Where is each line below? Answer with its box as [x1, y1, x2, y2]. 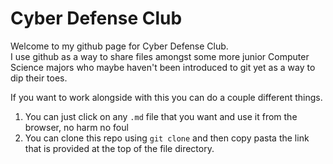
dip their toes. [10, 72, 68, 84]
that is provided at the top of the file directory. [24, 142, 215, 154]
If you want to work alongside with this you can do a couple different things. [10, 91, 323, 103]
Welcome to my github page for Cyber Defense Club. [10, 40, 229, 52]
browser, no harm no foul [24, 121, 129, 133]
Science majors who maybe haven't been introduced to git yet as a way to [10, 61, 316, 73]
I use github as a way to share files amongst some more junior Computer [10, 50, 310, 62]
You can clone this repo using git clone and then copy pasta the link [24, 132, 310, 144]
